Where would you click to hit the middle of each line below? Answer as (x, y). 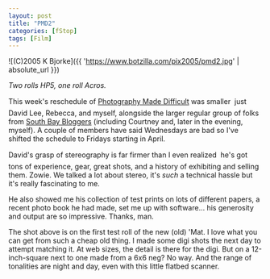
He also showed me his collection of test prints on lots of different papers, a (134, 199)
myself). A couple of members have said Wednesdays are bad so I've (124, 131)
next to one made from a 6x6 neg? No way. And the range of (151, 258)
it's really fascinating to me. (54, 184)
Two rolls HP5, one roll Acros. (57, 85)
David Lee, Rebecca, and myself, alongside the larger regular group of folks (134, 113)
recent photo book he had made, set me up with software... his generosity (131, 208)
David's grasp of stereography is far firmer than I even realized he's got (128, 155)
